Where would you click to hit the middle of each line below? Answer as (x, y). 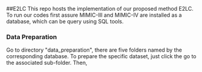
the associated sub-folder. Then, (47, 63)
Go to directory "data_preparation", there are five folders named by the (94, 50)
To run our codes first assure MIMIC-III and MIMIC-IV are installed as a (94, 15)
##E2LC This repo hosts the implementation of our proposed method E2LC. (100, 9)
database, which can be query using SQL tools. (65, 21)
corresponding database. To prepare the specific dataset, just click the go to (101, 56)
